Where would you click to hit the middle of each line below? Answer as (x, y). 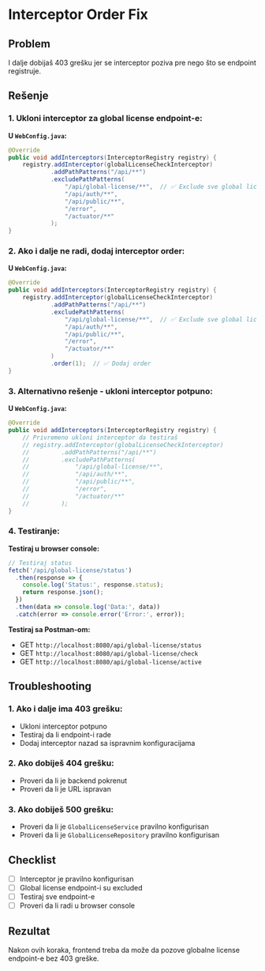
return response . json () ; (63, 593)
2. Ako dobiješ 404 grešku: (61, 763)
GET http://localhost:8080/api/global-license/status (111, 645)
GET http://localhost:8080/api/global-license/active (111, 661)
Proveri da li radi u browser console (77, 905)
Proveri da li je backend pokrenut (73, 781)
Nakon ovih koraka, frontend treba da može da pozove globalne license (124, 950)
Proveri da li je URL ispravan (65, 788)
